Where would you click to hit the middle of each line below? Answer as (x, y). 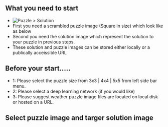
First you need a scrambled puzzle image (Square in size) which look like (88, 26)
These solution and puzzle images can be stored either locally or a (81, 47)
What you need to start (42, 8)
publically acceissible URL (39, 52)
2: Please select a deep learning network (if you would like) (74, 91)
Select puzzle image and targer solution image (79, 118)
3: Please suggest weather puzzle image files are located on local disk (85, 97)
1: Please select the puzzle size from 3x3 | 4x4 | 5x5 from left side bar (85, 81)
